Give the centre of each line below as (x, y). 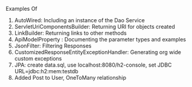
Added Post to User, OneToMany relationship (70, 78)
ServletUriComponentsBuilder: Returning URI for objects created (95, 27)
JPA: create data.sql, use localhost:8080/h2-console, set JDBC (93, 65)
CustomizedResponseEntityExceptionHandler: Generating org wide (98, 52)
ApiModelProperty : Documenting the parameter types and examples (100, 39)
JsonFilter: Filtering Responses (53, 46)
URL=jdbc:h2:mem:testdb (46, 71)
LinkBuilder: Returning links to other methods (71, 33)
